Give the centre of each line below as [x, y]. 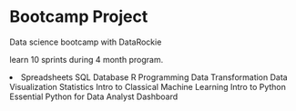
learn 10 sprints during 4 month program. [87, 59]
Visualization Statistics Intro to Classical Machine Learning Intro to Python [148, 86]
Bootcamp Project [79, 17]
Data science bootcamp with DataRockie [86, 42]
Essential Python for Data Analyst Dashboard [94, 96]
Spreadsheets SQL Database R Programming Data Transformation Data [155, 77]
